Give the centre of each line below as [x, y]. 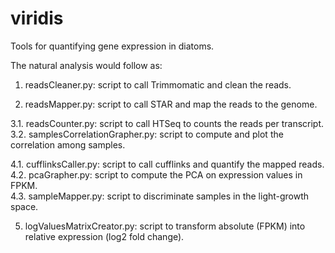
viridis [37, 18]
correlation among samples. [68, 144]
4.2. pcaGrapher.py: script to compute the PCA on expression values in [156, 174]
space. [24, 206]
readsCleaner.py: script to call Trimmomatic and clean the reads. [158, 84]
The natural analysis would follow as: [86, 65]
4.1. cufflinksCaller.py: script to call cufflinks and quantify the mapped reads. [167, 164]
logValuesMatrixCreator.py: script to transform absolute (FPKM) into [165, 226]
